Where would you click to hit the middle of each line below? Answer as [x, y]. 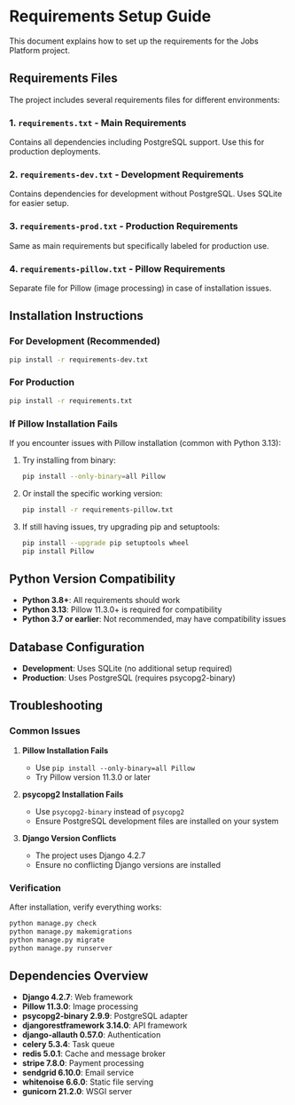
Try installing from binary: [69, 460]
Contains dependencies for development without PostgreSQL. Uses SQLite [146, 194]
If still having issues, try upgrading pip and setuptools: [121, 527]
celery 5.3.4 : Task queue [68, 1045]
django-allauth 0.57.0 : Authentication [91, 1035]
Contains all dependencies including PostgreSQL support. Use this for [137, 142]
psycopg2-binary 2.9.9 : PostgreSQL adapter [105, 1016]
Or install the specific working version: [92, 493]
